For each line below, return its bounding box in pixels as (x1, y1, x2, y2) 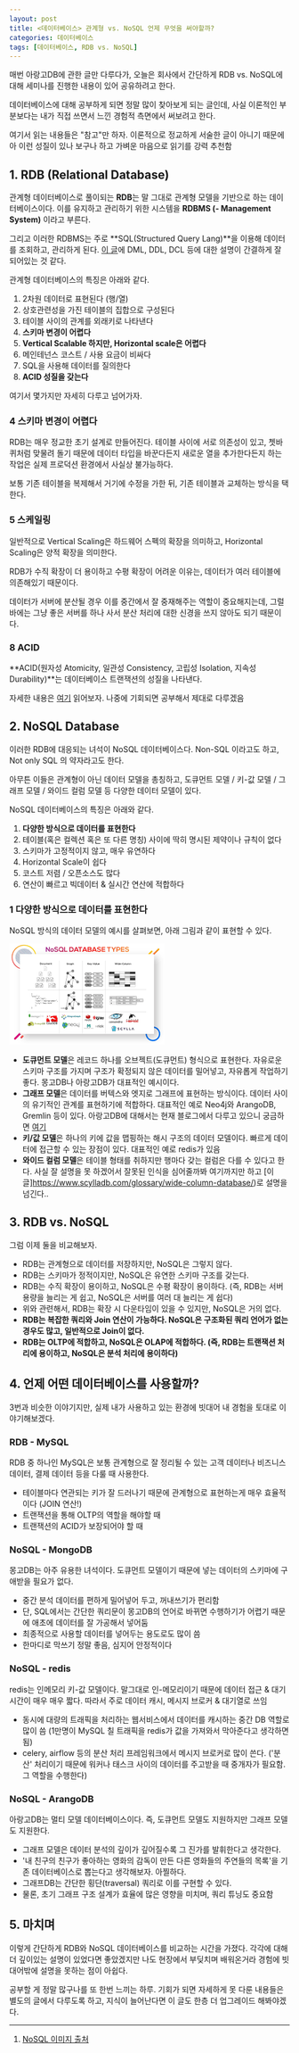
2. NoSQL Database (9, 719, 120, 734)
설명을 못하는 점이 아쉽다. (39, 1965, 128, 1975)
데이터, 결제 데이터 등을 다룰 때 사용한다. (9, 1468, 149, 1478)
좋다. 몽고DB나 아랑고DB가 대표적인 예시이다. (21, 1077, 180, 1088)
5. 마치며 (9, 1917, 55, 1933)
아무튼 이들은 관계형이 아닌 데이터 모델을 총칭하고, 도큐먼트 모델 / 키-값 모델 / (9, 774, 277, 784)
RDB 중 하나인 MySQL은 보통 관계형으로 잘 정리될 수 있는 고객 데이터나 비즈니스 (9, 1457, 287, 1468)
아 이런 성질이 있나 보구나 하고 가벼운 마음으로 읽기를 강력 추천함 (9, 141, 233, 152)
